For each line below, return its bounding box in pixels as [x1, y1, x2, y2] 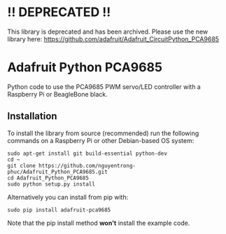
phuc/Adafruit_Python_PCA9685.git [7, 168, 108, 175]
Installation [7, 110, 57, 123]
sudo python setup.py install [7, 180, 96, 188]
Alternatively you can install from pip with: [7, 193, 129, 201]
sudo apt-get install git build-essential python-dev [7, 150, 168, 157]
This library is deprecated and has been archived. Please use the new [7, 27, 209, 36]
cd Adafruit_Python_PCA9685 [7, 174, 90, 181]
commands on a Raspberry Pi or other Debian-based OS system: [7, 136, 195, 144]
